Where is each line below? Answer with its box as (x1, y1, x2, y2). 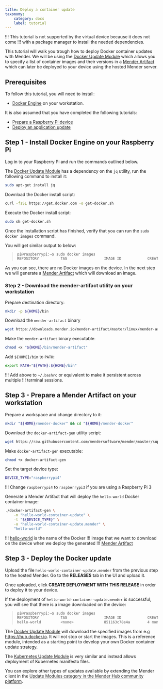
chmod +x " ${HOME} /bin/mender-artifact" (5, 345, 88, 350)
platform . (5, 678, 23, 684)
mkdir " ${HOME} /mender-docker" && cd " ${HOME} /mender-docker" (5, 421, 133, 426)
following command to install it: (5, 173, 67, 179)
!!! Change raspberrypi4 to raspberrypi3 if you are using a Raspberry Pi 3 (5, 484, 152, 490)
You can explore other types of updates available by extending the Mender (5, 668, 154, 674)
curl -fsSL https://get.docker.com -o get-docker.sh (5, 201, 114, 206)
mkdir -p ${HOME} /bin (5, 309, 49, 313)
